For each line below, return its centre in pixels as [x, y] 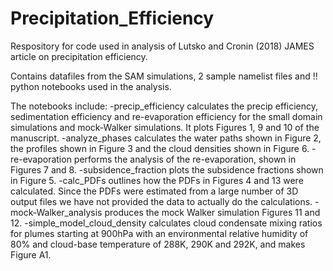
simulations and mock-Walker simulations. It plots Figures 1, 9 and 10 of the [165, 127]
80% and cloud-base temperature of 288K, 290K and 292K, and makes [158, 244]
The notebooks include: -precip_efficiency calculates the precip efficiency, [164, 106]
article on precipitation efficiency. [79, 56]
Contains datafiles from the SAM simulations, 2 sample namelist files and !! [164, 76]
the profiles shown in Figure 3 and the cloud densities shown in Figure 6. [160, 148]
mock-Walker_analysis [56, 212]
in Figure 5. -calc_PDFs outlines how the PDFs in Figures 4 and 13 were [157, 180]
